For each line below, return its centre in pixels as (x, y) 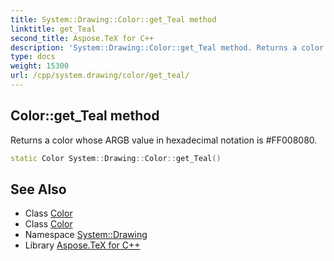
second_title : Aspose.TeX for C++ (82, 38)
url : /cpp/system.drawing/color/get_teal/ (100, 76)
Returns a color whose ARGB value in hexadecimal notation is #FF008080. (164, 140)
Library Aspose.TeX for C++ (82, 245)
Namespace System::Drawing (86, 235)
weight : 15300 (40, 66)
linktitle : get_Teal (53, 29)
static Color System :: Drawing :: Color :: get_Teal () (116, 158)
